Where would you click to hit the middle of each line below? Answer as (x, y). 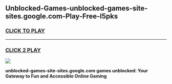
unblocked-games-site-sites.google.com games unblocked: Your (77, 70)
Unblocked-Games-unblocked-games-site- (77, 8)
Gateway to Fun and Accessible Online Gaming (56, 76)
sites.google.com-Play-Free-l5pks (62, 17)
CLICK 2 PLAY (23, 50)
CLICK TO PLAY (25, 31)
